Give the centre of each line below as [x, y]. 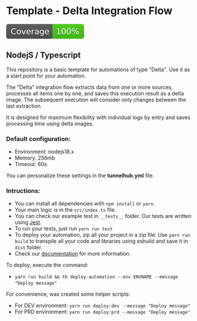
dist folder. [29, 247]
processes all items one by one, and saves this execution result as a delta [95, 93]
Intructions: [23, 191]
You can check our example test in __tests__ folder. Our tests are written [103, 216]
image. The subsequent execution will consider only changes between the [96, 100]
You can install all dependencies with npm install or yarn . [85, 204]
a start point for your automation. [46, 75]
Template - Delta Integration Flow [89, 11]
